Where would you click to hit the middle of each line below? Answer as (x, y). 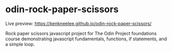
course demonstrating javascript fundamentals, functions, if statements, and (86, 39)
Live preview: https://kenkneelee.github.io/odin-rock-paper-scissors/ (79, 23)
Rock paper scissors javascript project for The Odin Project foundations (81, 33)
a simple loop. (20, 44)
